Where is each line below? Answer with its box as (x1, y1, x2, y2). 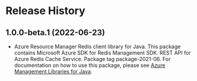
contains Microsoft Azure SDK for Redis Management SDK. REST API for (14, 49, 191, 56)
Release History (5, 4, 85, 18)
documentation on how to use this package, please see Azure (14, 62, 166, 69)
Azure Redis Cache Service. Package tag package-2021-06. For (14, 56, 171, 62)
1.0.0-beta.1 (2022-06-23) (5, 28, 105, 38)
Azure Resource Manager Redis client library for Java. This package (14, 43, 181, 50)
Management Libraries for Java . (14, 68, 93, 75)
